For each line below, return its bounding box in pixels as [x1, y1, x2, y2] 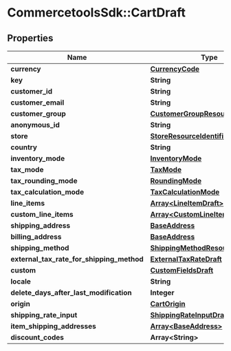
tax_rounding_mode [10, 176, 78, 185]
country [10, 142, 38, 152]
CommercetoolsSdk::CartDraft [7, 5, 186, 21]
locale [10, 277, 31, 286]
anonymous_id [10, 120, 60, 129]
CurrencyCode [150, 64, 200, 74]
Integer [150, 288, 175, 297]
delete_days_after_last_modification [10, 288, 132, 297]
